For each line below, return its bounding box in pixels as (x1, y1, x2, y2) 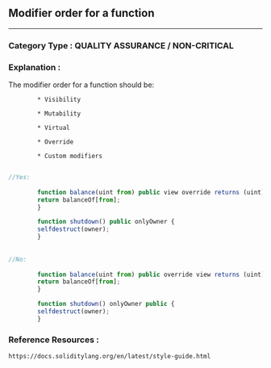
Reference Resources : (8, 334, 99, 345)
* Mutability (37, 110, 81, 118)
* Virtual (37, 124, 70, 132)
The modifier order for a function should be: (8, 80, 155, 90)
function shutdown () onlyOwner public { (37, 300, 175, 308)
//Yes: (8, 174, 31, 182)
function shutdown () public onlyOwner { (37, 218, 175, 226)
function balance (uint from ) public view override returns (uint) (37, 188, 265, 196)
